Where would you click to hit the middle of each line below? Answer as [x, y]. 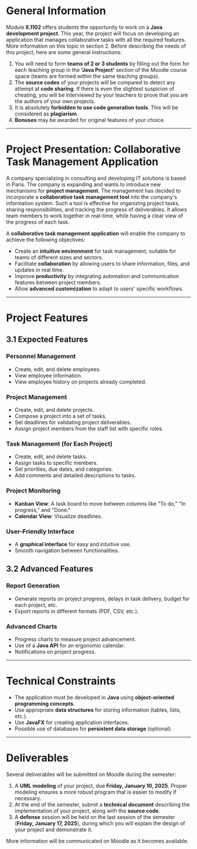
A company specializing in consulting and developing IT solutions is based [96, 178]
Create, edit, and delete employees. [57, 369]
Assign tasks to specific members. [56, 463]
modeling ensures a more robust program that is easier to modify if [96, 792]
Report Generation [33, 586]
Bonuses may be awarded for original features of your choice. [90, 120]
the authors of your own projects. [55, 101]
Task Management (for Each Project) [59, 444]
